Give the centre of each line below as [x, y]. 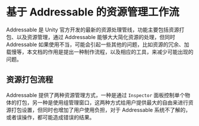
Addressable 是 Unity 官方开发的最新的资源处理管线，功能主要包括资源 [93, 30]
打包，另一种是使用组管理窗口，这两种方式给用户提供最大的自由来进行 [102, 102]
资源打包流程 [30, 80]
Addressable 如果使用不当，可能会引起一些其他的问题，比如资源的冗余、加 [98, 44]
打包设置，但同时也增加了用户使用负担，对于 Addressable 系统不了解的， [101, 109]
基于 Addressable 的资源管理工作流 [93, 12]
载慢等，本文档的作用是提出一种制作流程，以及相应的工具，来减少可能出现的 [100, 51]
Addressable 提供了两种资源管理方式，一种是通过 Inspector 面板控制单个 [96, 95]
